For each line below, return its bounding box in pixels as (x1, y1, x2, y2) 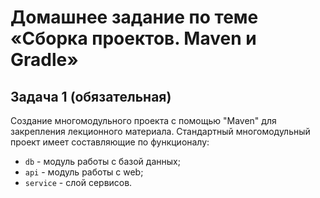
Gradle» (10, 49, 79, 71)
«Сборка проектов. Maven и (10, 27, 257, 50)
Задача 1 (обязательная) (10, 88, 172, 105)
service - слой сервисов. (24, 177, 133, 188)
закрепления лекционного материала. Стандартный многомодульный (10, 126, 311, 137)
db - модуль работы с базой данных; (24, 156, 181, 167)
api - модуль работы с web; (24, 166, 144, 178)
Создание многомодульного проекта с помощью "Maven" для (10, 115, 277, 126)
